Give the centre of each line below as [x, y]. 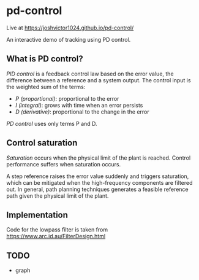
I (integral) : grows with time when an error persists [79, 105]
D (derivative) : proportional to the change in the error [82, 112]
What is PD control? [45, 59]
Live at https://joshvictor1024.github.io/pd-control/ [70, 28]
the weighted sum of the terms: [46, 87]
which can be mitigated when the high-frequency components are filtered [99, 182]
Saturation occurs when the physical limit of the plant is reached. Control [99, 158]
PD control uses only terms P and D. [52, 123]
